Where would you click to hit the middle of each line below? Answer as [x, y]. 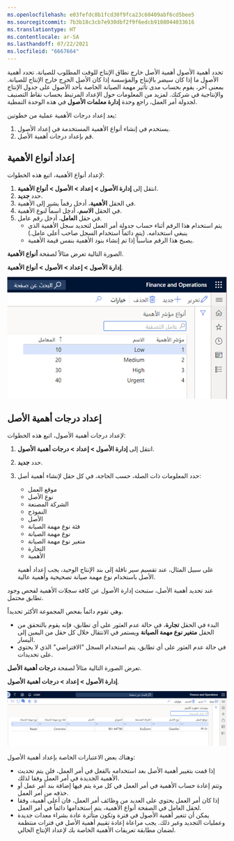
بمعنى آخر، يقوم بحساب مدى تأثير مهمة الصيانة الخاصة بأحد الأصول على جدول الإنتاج [116, 87]
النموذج [37, 511]
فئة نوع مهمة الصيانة [54, 526]
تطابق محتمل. [25, 597]
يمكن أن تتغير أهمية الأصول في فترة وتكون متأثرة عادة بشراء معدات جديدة [113, 815]
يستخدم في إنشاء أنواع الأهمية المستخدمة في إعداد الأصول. [94, 129]
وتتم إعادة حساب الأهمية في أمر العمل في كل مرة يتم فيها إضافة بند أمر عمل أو [120, 786]
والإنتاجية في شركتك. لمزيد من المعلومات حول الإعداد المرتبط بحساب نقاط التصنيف [116, 94]
